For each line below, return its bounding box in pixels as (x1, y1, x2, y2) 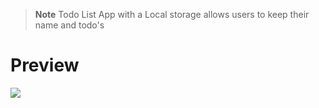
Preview (10, 54, 80, 77)
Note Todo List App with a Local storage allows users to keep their (34, 9, 310, 20)
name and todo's (34, 19, 105, 31)
